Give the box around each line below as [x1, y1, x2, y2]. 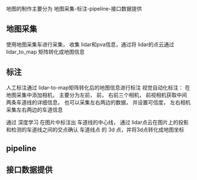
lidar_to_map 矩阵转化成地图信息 [6, 48, 85, 55]
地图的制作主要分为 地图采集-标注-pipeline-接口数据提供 [6, 5, 142, 12]
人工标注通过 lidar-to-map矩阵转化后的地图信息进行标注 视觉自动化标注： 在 [6, 84, 191, 91]
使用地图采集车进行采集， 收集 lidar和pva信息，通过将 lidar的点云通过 [6, 41, 175, 48]
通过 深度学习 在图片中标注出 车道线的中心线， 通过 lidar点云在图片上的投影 [6, 119, 189, 126]
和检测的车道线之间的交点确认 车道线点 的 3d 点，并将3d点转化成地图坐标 [6, 126, 185, 133]
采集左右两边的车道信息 [6, 106, 63, 113]
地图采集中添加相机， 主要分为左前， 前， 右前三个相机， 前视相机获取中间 [6, 91, 187, 99]
